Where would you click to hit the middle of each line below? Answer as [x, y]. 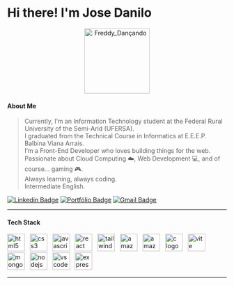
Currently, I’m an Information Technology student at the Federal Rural [123, 121]
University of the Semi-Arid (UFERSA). [79, 129]
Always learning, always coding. [70, 179]
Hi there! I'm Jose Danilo [79, 13]
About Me [22, 106]
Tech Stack [24, 222]
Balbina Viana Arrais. [54, 143]
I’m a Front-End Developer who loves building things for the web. [117, 151]
